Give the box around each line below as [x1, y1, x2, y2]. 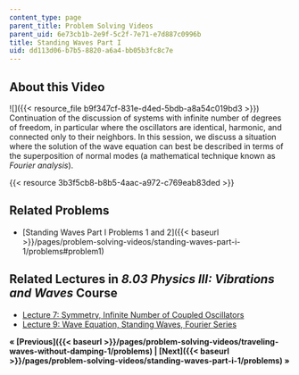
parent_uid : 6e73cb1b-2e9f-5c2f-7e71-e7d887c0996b [9, 29, 202, 38]
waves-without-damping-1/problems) [9, 346, 154, 356]
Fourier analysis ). [9, 160, 74, 171]
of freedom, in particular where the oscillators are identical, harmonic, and [9, 121, 283, 132]
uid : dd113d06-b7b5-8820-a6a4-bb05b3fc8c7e [9, 46, 174, 55]
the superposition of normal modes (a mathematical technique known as [9, 150, 276, 161]
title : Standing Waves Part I [9, 37, 122, 47]
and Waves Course [9, 286, 118, 301]
